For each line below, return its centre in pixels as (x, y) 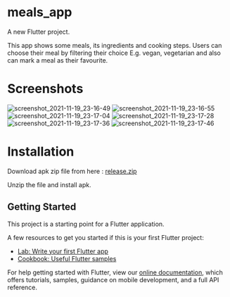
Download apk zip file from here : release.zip (72, 171)
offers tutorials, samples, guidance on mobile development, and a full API (113, 279)
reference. (22, 287)
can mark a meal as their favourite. (58, 60)
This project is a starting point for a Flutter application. (86, 224)
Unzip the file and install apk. (49, 184)
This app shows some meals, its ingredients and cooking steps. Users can (115, 45)
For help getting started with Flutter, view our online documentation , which (115, 272)
